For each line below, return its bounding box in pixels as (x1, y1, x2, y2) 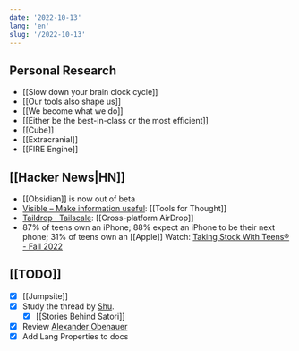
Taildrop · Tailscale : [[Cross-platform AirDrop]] (21, 212, 194, 223)
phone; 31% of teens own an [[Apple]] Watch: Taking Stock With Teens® (21, 232, 290, 242)
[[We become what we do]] (21, 106, 124, 116)
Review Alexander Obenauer (21, 321, 128, 331)
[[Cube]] (21, 124, 55, 135)
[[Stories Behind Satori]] (35, 311, 125, 321)
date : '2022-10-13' (9, 13, 82, 22)
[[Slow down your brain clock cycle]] (21, 87, 158, 98)
